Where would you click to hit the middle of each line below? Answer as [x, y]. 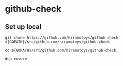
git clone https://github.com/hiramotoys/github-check [62, 38]
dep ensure [16, 59]
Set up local [23, 27]
